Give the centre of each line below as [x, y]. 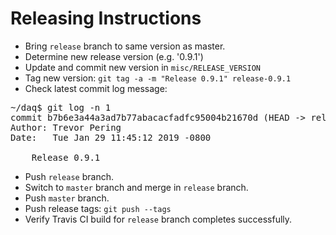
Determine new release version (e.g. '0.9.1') [114, 56]
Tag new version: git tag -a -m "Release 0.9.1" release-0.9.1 [158, 78]
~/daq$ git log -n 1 [61, 107]
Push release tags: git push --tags [98, 208]
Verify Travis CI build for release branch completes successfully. [158, 219]
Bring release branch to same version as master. [125, 46]
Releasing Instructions [106, 18]
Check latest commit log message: [96, 88]
